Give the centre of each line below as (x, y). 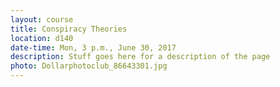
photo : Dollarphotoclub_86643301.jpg (89, 66)
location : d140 (42, 38)
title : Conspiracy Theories (69, 29)
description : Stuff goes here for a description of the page (140, 57)
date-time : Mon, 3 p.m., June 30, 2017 (93, 47)
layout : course (42, 19)
